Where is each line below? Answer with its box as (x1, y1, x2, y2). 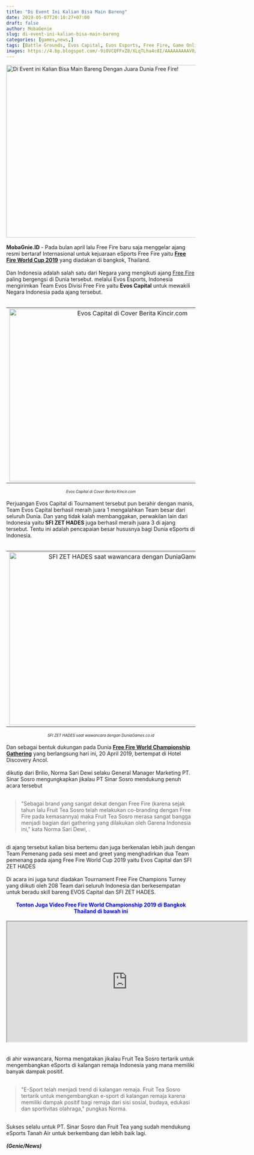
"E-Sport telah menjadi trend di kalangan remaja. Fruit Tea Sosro (20, 1086, 181, 1093)
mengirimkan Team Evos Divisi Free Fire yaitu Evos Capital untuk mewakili (6, 282, 190, 289)
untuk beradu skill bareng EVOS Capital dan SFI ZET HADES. (6, 888, 156, 896)
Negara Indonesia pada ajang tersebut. (6, 288, 103, 296)
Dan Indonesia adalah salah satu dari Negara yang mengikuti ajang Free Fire (6, 269, 195, 276)
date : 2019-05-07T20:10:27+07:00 (6, 14, 90, 20)
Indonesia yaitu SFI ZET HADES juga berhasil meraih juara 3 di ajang (6, 519, 176, 526)
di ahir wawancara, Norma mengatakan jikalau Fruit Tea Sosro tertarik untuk (6, 1054, 194, 1062)
